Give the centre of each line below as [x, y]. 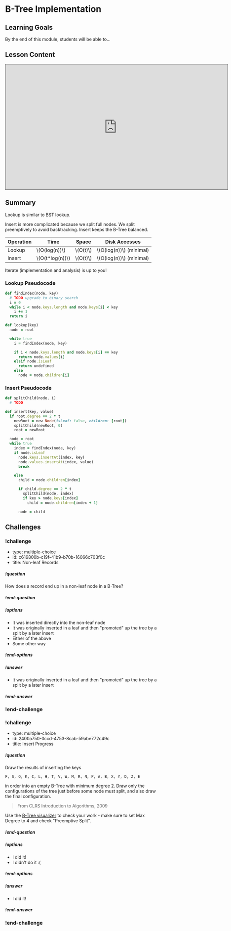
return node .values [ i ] [41, 357]
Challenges [23, 527]
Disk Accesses [123, 242]
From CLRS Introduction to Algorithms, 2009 [62, 806]
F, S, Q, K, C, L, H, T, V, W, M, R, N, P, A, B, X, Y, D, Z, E [73, 777]
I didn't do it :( [26, 862]
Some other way [29, 643]
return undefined [36, 366]
